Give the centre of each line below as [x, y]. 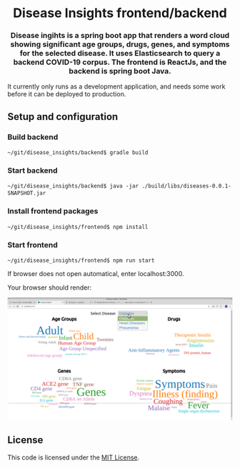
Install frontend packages [53, 211]
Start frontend [33, 245]
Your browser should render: [50, 288]
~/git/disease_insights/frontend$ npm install [78, 227]
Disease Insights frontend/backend [120, 13]
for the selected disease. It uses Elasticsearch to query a [120, 54]
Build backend [33, 137]
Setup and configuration [63, 117]
